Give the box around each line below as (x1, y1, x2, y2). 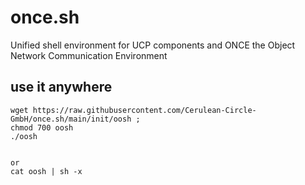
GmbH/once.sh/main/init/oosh (10, 114, 132, 124)
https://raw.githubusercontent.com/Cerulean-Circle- (32, 105, 257, 115)
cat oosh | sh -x (10, 166, 83, 176)
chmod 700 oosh (10, 122, 74, 133)
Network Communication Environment (10, 49, 168, 61)
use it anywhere (10, 79, 113, 96)
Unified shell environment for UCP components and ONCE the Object (10, 39, 296, 51)
